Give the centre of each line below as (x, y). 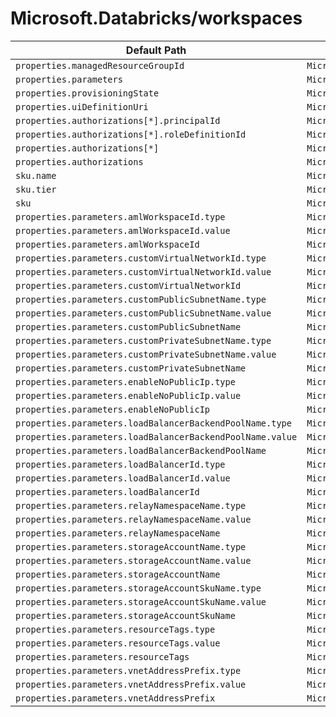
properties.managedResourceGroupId (100, 65)
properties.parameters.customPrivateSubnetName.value (146, 354)
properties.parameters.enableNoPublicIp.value (128, 395)
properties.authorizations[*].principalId (118, 120)
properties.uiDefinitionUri (82, 106)
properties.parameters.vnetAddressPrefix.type (128, 670)
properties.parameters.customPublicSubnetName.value (143, 313)
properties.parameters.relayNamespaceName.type (131, 505)
